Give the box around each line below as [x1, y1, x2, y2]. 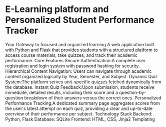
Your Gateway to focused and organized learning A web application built [5, 41, 154, 47]
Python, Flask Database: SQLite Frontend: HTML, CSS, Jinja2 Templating [5, 116, 155, 122]
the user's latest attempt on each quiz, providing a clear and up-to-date [5, 105, 153, 111]
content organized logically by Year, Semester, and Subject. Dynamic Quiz [5, 73, 158, 79]
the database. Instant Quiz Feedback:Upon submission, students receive [5, 84, 155, 90]
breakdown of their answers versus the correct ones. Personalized [24, 94, 161, 101]
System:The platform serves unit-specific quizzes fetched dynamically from [5, 79, 161, 85]
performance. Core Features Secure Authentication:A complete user [5, 57, 146, 63]
